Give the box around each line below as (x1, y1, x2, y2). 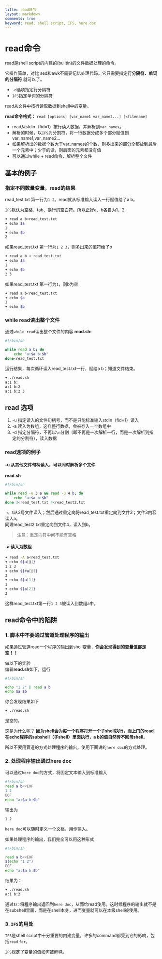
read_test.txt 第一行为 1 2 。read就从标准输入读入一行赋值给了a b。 (5, 196, 138, 202)
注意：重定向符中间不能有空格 (16, 532, 76, 538)
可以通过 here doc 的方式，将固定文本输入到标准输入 (5, 770, 107, 775)
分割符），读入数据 (20, 436, 57, 441)
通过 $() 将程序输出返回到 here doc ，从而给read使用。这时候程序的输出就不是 (5, 901, 157, 907)
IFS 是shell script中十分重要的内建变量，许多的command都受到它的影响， (5, 933, 151, 939)
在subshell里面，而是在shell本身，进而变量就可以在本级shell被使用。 (5, 907, 142, 913)
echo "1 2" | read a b (5, 685, 51, 690)
